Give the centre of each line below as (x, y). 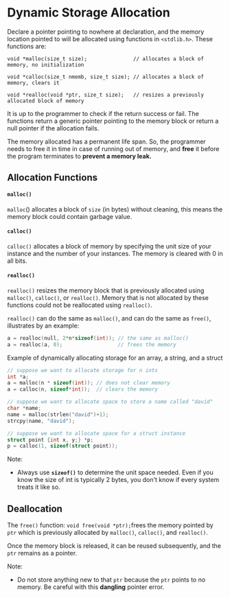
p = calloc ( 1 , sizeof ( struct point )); (62, 446)
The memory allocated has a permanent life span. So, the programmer (106, 141)
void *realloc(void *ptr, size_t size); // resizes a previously (106, 95)
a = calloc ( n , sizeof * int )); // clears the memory (82, 389)
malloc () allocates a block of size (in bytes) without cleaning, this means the (115, 209)
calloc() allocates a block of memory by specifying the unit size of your (109, 246)
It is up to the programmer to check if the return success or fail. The (103, 113)
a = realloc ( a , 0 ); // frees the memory (92, 345)
